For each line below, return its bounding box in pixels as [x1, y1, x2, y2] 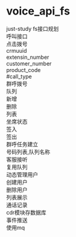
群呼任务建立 [6, 141, 38, 148]
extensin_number [6, 53, 49, 61]
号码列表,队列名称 [6, 148, 51, 155]
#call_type [6, 73, 32, 80]
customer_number [6, 59, 52, 67]
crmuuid [6, 47, 27, 54]
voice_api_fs [6, 4, 71, 18]
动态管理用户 [6, 171, 38, 178]
